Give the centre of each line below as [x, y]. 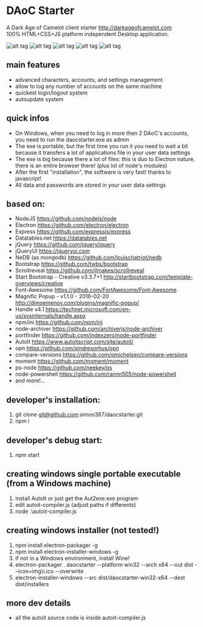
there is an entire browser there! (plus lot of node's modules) [91, 165]
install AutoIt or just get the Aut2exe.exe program [77, 498]
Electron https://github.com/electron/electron [72, 225]
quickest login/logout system [51, 93]
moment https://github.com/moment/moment [72, 361]
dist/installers [32, 584]
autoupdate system [39, 99]
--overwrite [69, 571]
